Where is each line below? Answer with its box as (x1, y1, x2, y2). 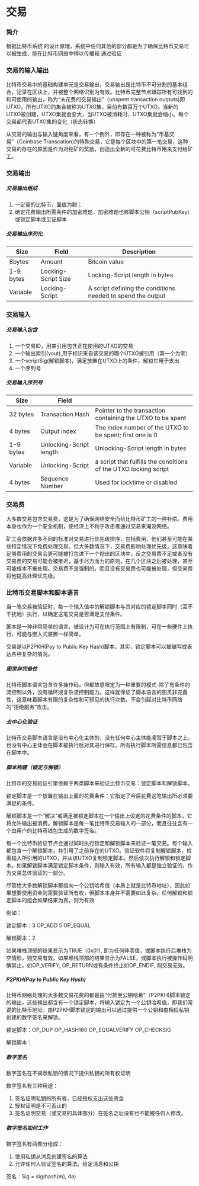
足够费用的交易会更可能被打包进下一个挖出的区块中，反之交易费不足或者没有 (6, 550, 193, 557)
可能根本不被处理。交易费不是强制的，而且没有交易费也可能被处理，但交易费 (6, 565, 193, 572)
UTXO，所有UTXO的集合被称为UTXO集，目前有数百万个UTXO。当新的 (6, 103, 179, 110)
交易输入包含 (6, 326, 37, 334)
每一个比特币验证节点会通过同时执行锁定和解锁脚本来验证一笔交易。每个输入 (6, 839, 193, 847)
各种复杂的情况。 (11, 650, 53, 658)
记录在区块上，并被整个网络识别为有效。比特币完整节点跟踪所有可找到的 (16, 88, 193, 95)
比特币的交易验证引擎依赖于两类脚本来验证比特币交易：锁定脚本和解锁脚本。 (6, 780, 193, 787)
